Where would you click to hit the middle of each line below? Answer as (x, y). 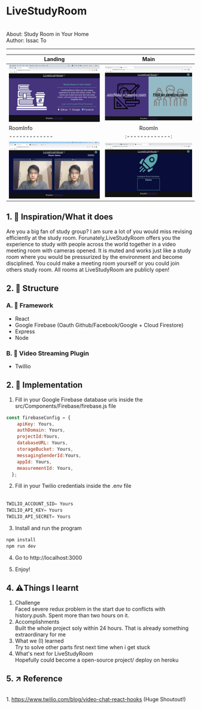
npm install (21, 540)
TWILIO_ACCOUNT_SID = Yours (40, 504)
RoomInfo (21, 128)
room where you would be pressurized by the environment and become (95, 257)
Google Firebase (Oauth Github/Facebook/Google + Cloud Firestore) (99, 325)
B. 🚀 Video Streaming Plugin (48, 353)
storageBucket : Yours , (45, 449)
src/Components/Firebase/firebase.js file (66, 406)
